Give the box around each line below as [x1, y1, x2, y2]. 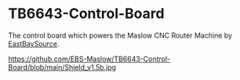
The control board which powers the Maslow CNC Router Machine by [8, 31, 233, 40]
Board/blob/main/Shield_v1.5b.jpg [8, 62, 116, 71]
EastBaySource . [8, 38, 60, 48]
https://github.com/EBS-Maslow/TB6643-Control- [8, 54, 171, 64]
